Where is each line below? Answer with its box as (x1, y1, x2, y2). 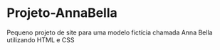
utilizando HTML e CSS (6, 35, 75, 44)
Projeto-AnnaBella (6, 5, 118, 21)
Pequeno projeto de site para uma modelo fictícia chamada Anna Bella (6, 28, 213, 37)
